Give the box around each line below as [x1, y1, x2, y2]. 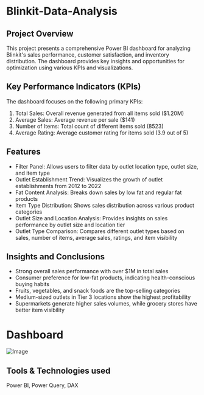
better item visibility [15, 306, 65, 314]
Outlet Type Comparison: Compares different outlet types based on [15, 227, 185, 235]
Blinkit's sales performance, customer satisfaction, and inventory [6, 51, 169, 58]
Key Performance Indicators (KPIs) [6, 82, 141, 92]
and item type [15, 169, 51, 177]
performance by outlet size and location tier [15, 221, 125, 228]
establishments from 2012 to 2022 [15, 182, 102, 189]
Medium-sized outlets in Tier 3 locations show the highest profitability [15, 293, 191, 301]
